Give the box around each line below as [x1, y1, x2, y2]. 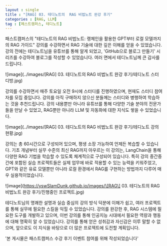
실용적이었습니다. [10, 172, 44, 178]
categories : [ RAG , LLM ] [5, 17, 57, 22]
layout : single [5, 7, 39, 13]
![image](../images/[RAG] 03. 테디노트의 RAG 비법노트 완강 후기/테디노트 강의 [5, 124, 159, 130]
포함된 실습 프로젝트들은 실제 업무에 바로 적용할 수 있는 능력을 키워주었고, [14, 160, 157, 166]
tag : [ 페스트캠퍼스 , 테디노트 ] [5, 21, 62, 27]
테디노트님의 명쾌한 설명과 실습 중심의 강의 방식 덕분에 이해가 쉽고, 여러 [5, 200, 144, 206]
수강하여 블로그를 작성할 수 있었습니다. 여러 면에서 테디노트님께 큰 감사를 [18, 55, 160, 61]
